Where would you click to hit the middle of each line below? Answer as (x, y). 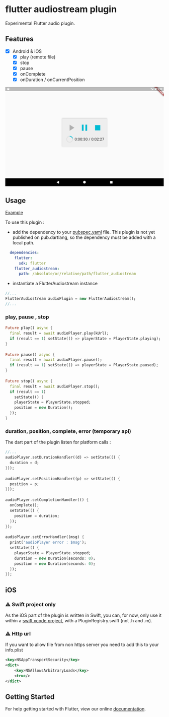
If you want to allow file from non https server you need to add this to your (82, 645)
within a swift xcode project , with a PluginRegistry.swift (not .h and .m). (79, 620)
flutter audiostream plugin (61, 9)
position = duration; (37, 516)
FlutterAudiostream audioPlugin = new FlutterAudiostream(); (71, 299)
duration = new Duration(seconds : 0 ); (55, 558)
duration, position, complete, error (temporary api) (68, 431)
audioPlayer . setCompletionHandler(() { (47, 500)
